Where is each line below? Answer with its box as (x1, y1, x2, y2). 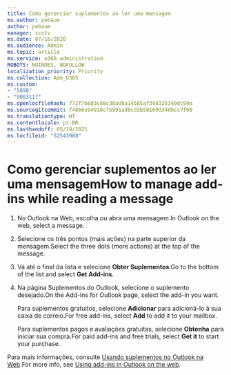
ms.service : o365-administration (7, 55, 103, 62)
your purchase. (17, 340, 61, 348)
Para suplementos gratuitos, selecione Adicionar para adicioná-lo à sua (17, 305, 222, 313)
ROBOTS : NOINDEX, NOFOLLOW (7, 61, 85, 68)
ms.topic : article (7, 49, 60, 56)
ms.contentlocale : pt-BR (7, 119, 79, 126)
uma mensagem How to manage (7, 177, 193, 192)
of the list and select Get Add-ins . (17, 270, 114, 278)
